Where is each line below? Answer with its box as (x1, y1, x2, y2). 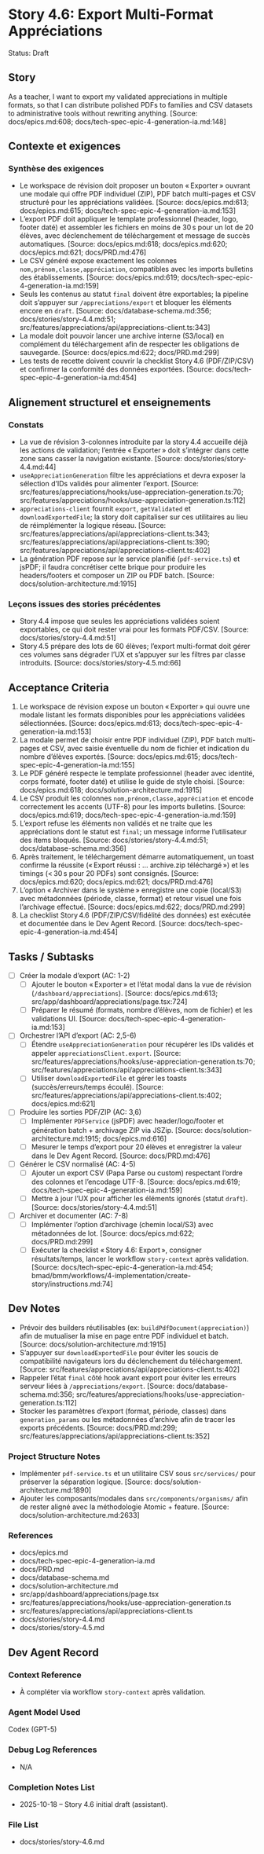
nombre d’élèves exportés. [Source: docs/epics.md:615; (19, 752, 200, 761)
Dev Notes (8, 1302, 60, 1315)
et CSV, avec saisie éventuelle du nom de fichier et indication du (42, 744, 250, 753)
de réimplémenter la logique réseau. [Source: (19, 521, 167, 530)
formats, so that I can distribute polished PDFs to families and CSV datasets (8, 100, 253, 109)
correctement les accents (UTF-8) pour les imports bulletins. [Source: (19, 802, 246, 812)
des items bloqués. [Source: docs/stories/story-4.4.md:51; (19, 835, 208, 845)
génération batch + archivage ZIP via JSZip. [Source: (31, 1125, 203, 1134)
